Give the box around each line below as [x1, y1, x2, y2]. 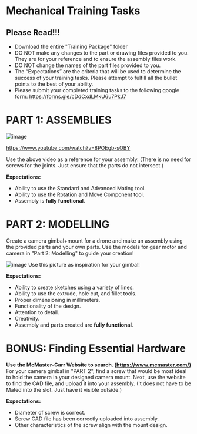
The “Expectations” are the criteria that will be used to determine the [14, 68, 181, 75]
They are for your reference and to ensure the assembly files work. [14, 56, 178, 62]
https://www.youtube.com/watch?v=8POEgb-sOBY [6, 144, 131, 151]
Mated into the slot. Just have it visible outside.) [6, 386, 122, 393]
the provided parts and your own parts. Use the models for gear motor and [6, 243, 187, 250]
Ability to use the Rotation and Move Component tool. [14, 191, 145, 198]
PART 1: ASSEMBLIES [6, 113, 112, 127]
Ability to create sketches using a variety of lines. [14, 284, 134, 291]
